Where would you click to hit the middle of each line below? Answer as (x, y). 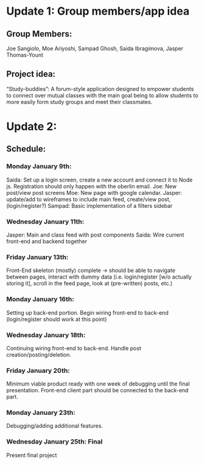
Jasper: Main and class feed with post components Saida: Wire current (95, 235)
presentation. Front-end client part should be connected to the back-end (97, 390)
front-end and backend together (47, 241)
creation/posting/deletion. (39, 354)
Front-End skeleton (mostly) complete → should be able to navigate (91, 271)
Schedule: (26, 149)
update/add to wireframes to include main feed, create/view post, (89, 199)
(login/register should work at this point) (57, 319)
